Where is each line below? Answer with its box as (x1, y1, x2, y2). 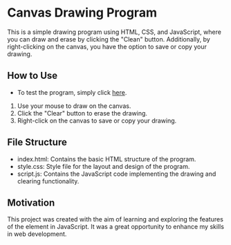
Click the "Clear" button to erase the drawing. (17, 109, 147, 117)
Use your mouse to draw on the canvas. (17, 102, 131, 110)
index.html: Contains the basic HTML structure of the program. (17, 154, 196, 163)
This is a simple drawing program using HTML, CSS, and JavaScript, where (7, 28, 221, 36)
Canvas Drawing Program (7, 5, 158, 21)
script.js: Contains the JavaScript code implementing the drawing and (17, 170, 216, 178)
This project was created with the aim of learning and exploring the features (7, 215, 223, 224)
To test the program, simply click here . (17, 88, 127, 96)
